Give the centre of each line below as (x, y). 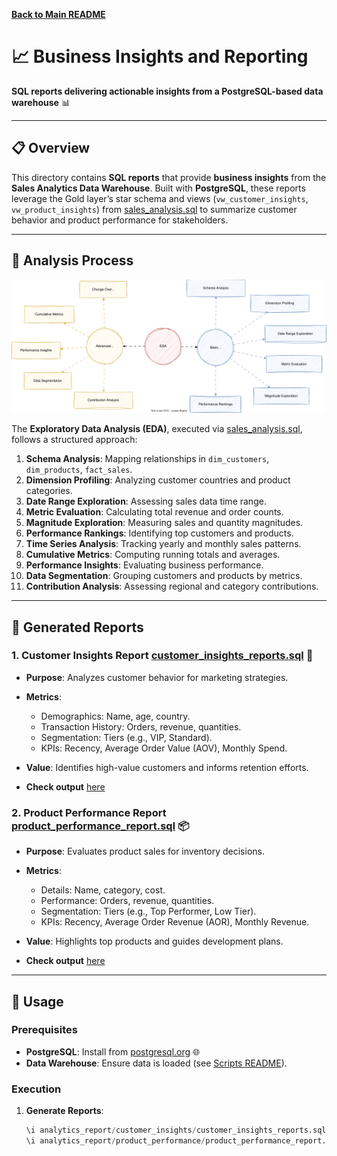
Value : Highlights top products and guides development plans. (154, 941)
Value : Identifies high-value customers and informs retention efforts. (167, 767)
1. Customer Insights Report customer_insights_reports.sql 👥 (162, 656)
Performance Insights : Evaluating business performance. (144, 565)
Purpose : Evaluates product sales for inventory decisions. (145, 851)
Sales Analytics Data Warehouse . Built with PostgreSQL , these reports (158, 188)
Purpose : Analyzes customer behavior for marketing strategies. (157, 677)
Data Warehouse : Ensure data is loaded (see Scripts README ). (156, 1063)
